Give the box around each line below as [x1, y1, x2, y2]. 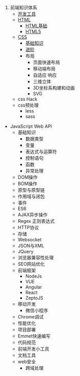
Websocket [17, 237, 42, 242]
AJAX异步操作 [17, 212, 48, 218]
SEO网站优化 [17, 261, 45, 267]
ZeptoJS [25, 295, 43, 301]
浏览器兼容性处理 [17, 255, 54, 260]
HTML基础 [25, 23, 47, 29]
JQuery [17, 248, 34, 255]
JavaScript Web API [10, 123, 52, 129]
